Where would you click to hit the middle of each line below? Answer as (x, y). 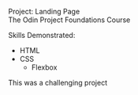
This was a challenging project (58, 83)
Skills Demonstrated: (42, 35)
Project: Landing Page (44, 11)
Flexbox (44, 67)
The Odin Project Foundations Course (69, 20)
